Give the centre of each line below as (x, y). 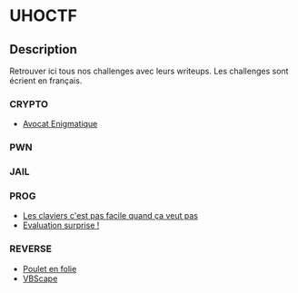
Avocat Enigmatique (60, 124)
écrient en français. (46, 81)
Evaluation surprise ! (61, 225)
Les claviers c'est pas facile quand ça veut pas (110, 216)
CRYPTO (29, 103)
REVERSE (31, 249)
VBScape (40, 278)
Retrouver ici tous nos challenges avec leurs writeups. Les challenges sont (149, 71)
